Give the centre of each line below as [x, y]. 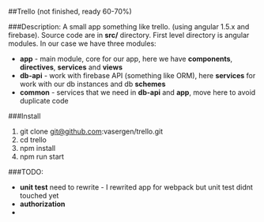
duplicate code [44, 101]
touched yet [39, 196]
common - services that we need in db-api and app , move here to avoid [138, 92]
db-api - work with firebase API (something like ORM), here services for [138, 75]
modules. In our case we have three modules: [82, 43]
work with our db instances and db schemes [92, 84]
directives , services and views [71, 67]
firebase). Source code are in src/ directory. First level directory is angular [129, 35]
